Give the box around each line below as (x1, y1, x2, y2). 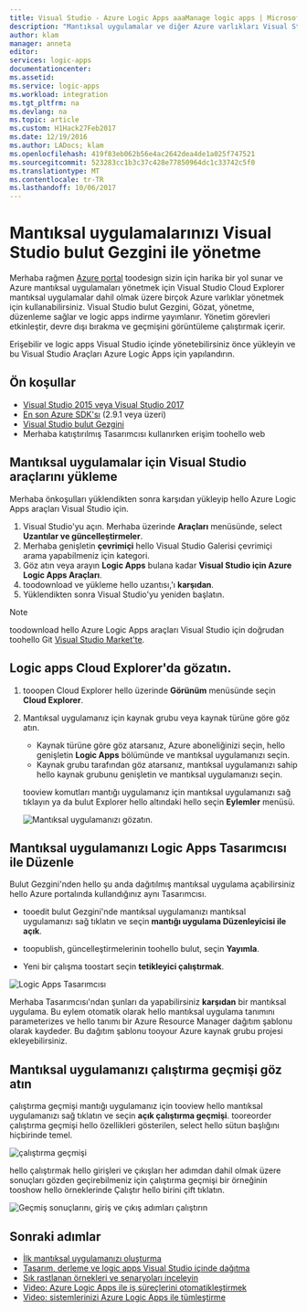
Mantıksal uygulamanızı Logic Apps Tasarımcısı (9, 840, 287, 856)
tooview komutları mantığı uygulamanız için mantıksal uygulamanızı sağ (22, 786, 291, 797)
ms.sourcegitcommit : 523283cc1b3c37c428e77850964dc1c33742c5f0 (9, 157, 256, 167)
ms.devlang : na (9, 107, 68, 116)
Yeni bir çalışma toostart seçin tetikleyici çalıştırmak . (22, 961, 225, 972)
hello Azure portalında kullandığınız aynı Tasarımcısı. (9, 889, 207, 900)
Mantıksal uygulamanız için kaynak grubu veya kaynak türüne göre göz (22, 712, 291, 723)
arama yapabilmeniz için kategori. (22, 549, 151, 560)
